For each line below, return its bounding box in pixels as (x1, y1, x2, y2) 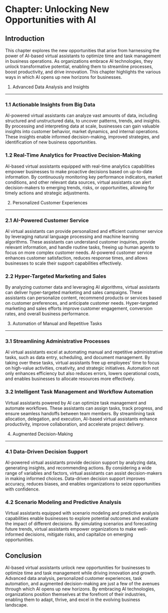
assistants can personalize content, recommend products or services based (5, 295, 162, 301)
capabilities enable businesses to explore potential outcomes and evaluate (5, 516, 158, 522)
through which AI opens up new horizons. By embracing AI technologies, (5, 586, 155, 592)
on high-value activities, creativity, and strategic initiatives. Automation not (5, 365, 159, 371)
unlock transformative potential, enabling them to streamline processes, (5, 64, 153, 69)
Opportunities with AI (5, 14, 96, 26)
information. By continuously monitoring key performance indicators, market (5, 174, 162, 180)
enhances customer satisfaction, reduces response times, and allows (5, 255, 148, 261)
